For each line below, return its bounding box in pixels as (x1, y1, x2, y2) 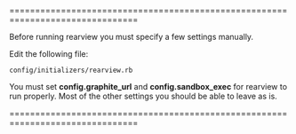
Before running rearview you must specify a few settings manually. (9, 32, 254, 42)
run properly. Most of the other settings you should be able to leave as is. (9, 91, 277, 101)
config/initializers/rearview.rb (9, 66, 133, 75)
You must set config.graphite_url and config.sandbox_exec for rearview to (9, 82, 287, 91)
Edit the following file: (9, 49, 89, 59)
